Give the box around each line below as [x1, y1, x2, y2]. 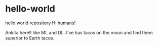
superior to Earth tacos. [5, 35, 55, 41]
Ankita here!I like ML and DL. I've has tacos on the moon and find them [5, 29, 153, 35]
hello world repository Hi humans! [5, 20, 76, 26]
